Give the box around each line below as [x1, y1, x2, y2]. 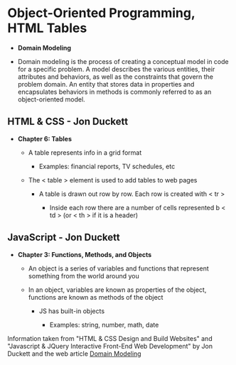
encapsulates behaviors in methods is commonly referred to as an [17, 87, 212, 96]
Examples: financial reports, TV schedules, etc [38, 162, 176, 170]
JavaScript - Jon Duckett [7, 231, 120, 244]
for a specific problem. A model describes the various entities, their [17, 65, 215, 73]
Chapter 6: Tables [17, 134, 73, 143]
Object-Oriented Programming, [7, 5, 195, 21]
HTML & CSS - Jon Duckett [7, 116, 129, 128]
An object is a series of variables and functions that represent [28, 264, 210, 273]
